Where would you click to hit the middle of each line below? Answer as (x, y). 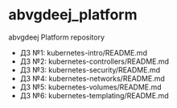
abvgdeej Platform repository (56, 37)
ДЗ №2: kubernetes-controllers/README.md (95, 61)
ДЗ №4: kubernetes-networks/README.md (92, 78)
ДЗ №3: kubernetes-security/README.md (90, 69)
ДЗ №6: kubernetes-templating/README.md (94, 95)
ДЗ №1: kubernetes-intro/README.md (83, 52)
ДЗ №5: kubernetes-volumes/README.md (91, 87)
